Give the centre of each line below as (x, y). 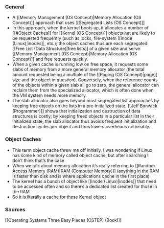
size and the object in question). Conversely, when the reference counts (85, 80)
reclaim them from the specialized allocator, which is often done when (83, 90)
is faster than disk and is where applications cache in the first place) (81, 176)
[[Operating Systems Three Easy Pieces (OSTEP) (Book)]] (63, 220)
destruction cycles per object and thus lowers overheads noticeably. (81, 127)
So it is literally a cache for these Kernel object (59, 197)
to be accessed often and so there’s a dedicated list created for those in (85, 186)
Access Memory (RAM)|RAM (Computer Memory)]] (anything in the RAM (86, 171)
